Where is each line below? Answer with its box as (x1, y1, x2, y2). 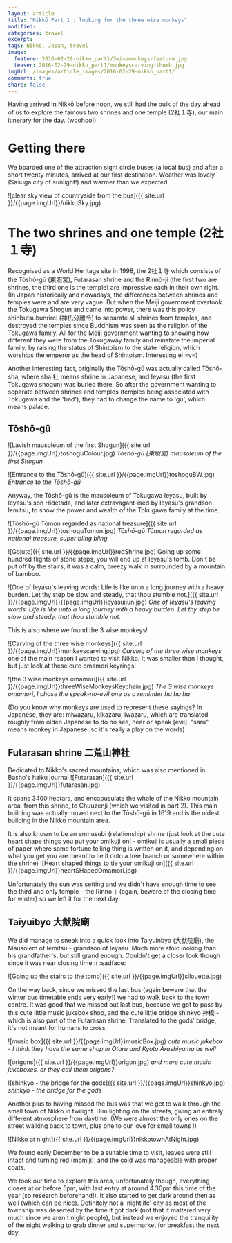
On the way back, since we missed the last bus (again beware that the (8, 985, 208, 993)
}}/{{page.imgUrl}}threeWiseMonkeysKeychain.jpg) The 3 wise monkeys (8, 682, 215, 690)
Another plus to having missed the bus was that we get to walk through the (8, 1099, 222, 1108)
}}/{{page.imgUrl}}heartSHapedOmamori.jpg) (8, 866, 137, 874)
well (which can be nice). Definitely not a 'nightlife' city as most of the (8, 1199, 206, 1207)
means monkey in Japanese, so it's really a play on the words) (8, 725, 185, 733)
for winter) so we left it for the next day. (8, 894, 120, 903)
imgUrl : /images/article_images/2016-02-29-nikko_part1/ (8, 68, 175, 75)
